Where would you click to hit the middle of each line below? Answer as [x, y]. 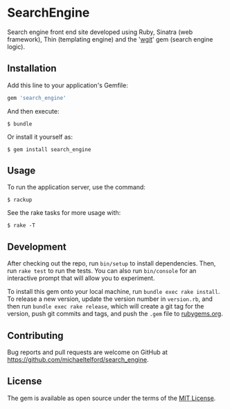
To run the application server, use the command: [76, 187]
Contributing [35, 335]
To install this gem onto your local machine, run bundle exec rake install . [114, 292]
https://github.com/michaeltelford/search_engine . [78, 360]
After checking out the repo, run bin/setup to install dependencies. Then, [112, 263]
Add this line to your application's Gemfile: [68, 85]
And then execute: [33, 111]
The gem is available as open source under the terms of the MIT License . [112, 398]
